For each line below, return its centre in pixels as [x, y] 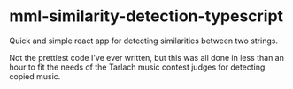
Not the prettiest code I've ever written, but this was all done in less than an [147, 57]
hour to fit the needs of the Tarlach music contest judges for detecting [137, 67]
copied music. [35, 76]
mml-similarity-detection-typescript [146, 16]
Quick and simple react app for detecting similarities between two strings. [144, 41]
